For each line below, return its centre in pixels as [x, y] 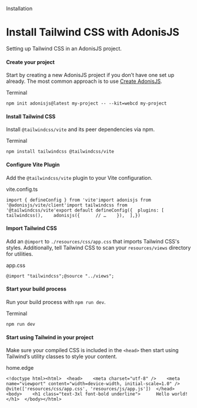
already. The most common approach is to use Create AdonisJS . [84, 81]
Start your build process [36, 289]
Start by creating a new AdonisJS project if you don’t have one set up [90, 75]
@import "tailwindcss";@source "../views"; [60, 276]
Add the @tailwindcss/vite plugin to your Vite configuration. [79, 178]
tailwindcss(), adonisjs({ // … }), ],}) [74, 215]
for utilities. [20, 254]
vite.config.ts [22, 189]
